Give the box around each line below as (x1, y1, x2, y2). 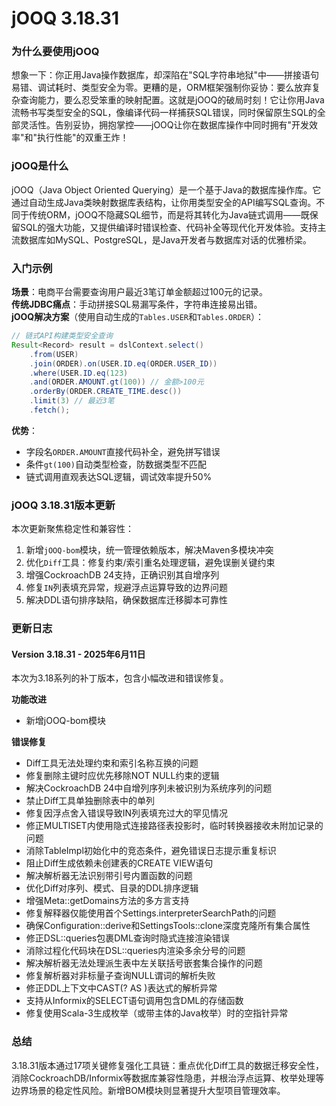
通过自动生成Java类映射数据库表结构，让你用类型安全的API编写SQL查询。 (11, 196, 317, 208)
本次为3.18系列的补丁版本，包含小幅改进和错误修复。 (11, 672, 229, 684)
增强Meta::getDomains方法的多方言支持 (25, 895, 190, 907)
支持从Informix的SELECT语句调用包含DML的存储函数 (25, 995, 244, 1007)
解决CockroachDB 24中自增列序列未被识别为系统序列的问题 (25, 782, 273, 794)
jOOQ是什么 (11, 159, 69, 173)
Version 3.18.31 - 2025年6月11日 (11, 648, 146, 660)
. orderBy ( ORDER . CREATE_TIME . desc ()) (29, 387, 183, 397)
